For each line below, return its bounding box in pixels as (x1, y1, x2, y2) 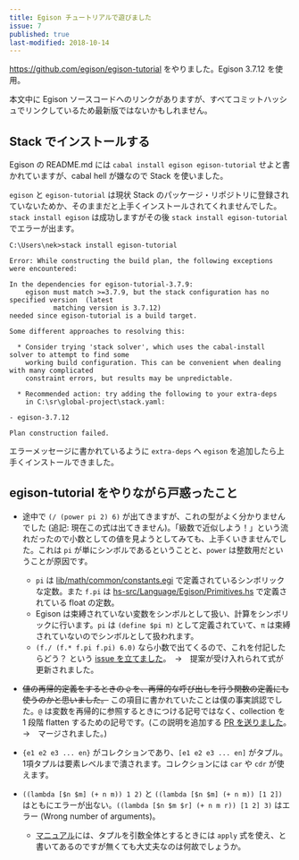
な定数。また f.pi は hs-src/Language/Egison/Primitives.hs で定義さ (35, 585, 287, 596)
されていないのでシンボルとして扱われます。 (35, 630, 199, 641)
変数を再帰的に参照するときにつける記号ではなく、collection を (52, 705, 286, 716)
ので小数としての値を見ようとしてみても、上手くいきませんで (53, 533, 279, 544)
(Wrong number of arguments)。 (39, 811, 161, 822)
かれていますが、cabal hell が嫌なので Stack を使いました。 (9, 171, 228, 182)
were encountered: (9, 265, 78, 274)
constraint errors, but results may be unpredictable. (25, 374, 234, 383)
